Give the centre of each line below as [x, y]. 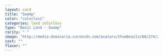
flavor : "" [16, 46]
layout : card [18, 9]
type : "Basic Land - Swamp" [33, 28]
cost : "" [14, 41]
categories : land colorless [33, 23]
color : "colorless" [25, 19]
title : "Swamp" [20, 14]
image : [12, 37]
